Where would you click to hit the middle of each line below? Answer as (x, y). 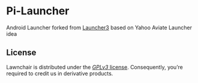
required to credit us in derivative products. (60, 73)
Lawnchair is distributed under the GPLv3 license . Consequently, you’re (94, 67)
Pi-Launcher (38, 11)
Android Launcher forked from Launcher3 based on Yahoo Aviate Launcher (99, 27)
